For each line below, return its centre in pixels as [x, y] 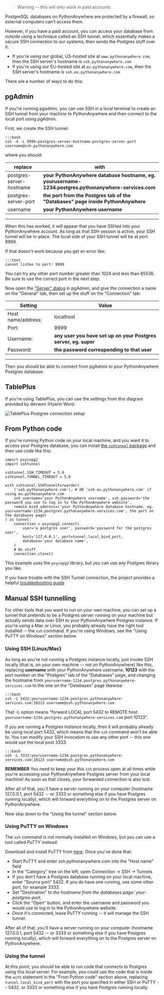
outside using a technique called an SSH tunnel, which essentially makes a [80, 36]
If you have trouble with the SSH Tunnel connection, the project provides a [80, 578]
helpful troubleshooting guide [35, 583]
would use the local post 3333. [36, 742]
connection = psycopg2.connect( [47, 524]
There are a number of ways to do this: [44, 81]
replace [23, 167]
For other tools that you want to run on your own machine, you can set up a [81, 610]
